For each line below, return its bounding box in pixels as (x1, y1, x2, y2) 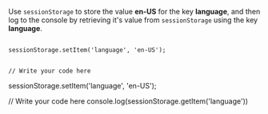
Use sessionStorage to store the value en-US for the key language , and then (8, 7, 261, 16)
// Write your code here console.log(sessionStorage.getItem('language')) (8, 96, 249, 106)
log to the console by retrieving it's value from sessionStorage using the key (8, 15, 258, 25)
